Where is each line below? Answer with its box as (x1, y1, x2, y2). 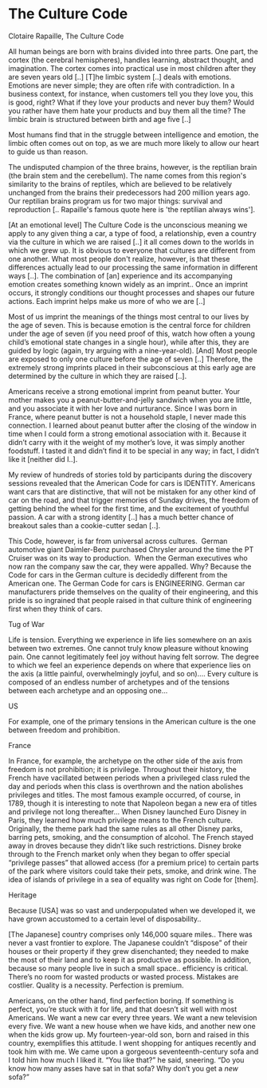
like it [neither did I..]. (8, 454, 78, 463)
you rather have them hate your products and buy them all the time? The (8, 105, 246, 116)
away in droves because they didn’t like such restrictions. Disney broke (8, 841, 241, 850)
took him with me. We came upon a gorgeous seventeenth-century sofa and (8, 1047, 259, 1056)
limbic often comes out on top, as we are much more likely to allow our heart (8, 138, 260, 148)
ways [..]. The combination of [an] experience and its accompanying (8, 270, 233, 280)
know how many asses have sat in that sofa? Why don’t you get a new (8, 1063, 239, 1073)
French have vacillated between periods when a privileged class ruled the (8, 773, 251, 782)
